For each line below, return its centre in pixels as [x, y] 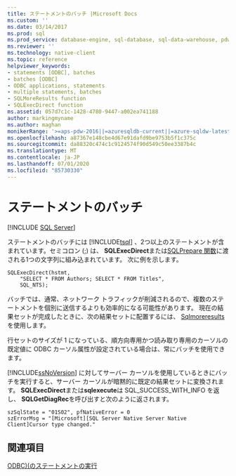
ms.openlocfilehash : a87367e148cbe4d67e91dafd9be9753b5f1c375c [102, 138]
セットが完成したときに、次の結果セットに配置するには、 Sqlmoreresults [119, 316]
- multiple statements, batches [54, 92]
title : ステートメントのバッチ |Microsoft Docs [72, 14]
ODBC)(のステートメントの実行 [52, 466]
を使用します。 [29, 325]
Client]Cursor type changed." [52, 424]
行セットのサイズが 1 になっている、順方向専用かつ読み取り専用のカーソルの [118, 340]
